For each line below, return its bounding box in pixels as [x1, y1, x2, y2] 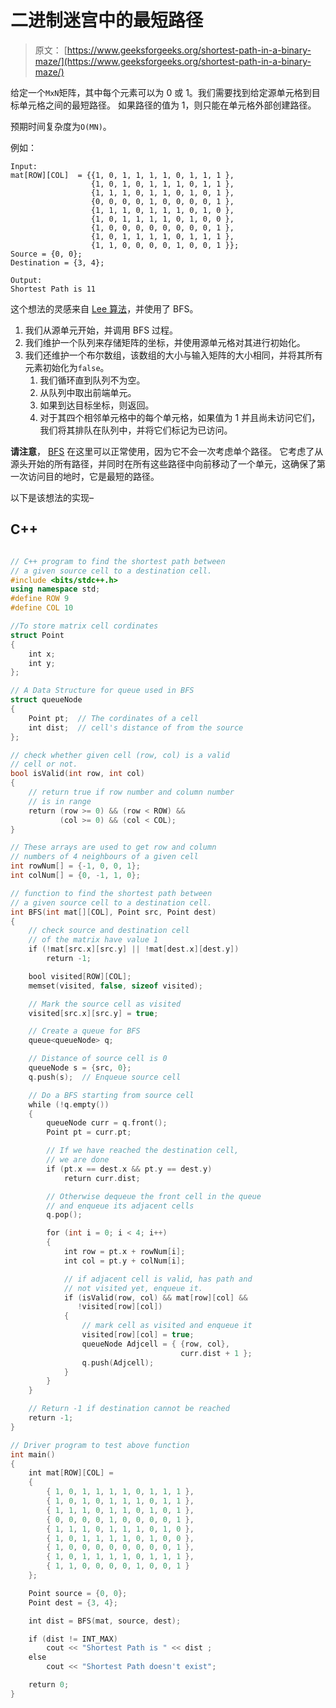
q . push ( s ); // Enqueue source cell [28, 1072, 182, 1082]
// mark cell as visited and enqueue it [81, 1321, 253, 1331]
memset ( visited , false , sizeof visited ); [28, 981, 203, 991]
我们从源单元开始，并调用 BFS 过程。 [24, 324, 179, 336]
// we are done [46, 1155, 110, 1165]
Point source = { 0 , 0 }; [28, 1588, 128, 1598]
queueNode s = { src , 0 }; [28, 1063, 132, 1073]
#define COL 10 [10, 603, 74, 613]
